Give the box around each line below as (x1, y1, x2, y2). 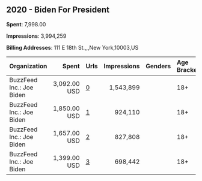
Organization (9, 62, 47, 70)
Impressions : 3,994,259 (6, 32, 67, 40)
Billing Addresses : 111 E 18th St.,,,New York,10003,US (6, 44, 139, 51)
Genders (145, 62, 171, 70)
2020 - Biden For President (6, 5, 110, 15)
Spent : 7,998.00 (6, 20, 46, 28)
